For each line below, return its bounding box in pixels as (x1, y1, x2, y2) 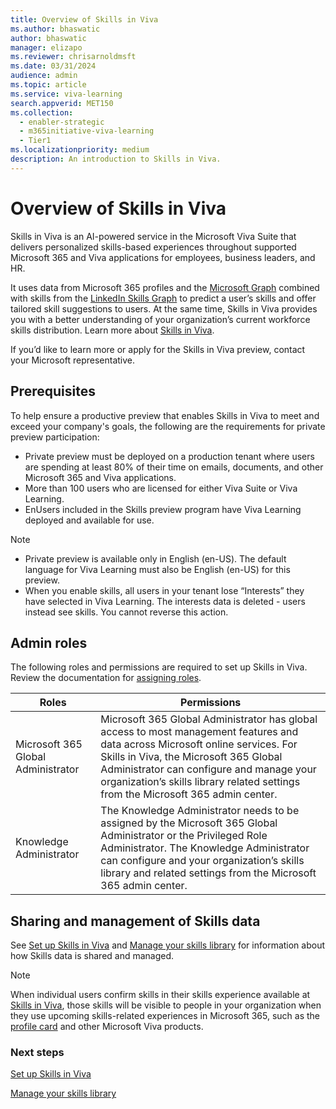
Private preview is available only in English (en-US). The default (24, 552, 287, 565)
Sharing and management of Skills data (10, 912, 261, 930)
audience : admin (10, 71, 78, 81)
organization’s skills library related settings (100, 775, 301, 789)
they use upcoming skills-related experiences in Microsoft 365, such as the (10, 1010, 320, 1022)
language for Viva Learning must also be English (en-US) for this (24, 563, 291, 575)
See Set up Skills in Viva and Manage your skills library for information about (10, 939, 326, 951)
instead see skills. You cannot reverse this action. (24, 606, 229, 618)
